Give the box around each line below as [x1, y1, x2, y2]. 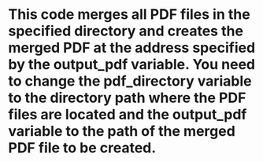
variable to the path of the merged [8, 123, 236, 141]
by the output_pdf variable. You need [8, 56, 256, 74]
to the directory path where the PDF [8, 89, 246, 107]
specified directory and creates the [8, 22, 244, 40]
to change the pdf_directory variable [8, 72, 252, 90]
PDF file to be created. [8, 139, 157, 157]
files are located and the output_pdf [8, 106, 247, 123]
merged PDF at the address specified [8, 39, 256, 57]
